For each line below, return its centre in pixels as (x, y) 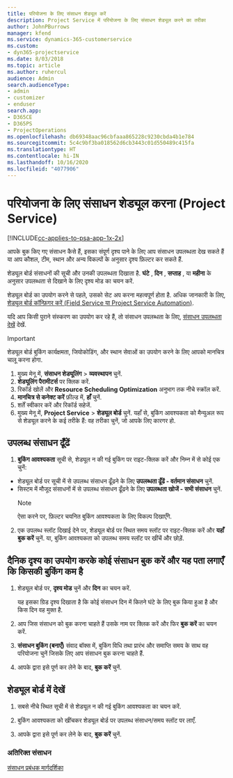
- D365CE (20, 117)
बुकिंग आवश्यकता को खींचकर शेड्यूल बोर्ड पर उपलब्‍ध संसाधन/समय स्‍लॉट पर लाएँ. (107, 720)
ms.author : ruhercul (37, 72)
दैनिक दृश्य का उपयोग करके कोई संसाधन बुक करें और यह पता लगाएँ (115, 561)
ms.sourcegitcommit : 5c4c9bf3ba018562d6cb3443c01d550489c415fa (101, 143)
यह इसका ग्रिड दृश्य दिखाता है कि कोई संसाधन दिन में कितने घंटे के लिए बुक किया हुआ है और (117, 602)
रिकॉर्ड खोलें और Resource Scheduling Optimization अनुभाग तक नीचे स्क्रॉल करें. (119, 389)
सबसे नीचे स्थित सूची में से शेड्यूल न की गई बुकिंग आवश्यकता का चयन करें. (99, 706)
